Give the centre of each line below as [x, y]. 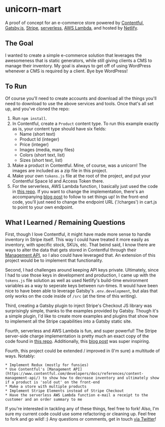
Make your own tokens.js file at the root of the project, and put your [81, 176]
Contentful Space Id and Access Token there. [58, 181]
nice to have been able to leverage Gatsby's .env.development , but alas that [82, 291]
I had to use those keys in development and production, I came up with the [81, 275]
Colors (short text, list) [42, 155]
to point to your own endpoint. [43, 207]
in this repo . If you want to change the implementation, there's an [78, 191]
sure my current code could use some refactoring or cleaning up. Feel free [81, 414]
